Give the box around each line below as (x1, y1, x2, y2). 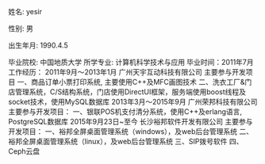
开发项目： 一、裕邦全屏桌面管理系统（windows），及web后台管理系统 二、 (8, 127, 254, 136)
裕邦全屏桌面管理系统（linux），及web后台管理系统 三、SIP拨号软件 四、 (8, 137, 244, 146)
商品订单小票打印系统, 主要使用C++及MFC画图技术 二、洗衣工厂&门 (30, 78, 252, 86)
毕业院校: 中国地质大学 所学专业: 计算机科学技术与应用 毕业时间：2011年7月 (8, 58, 254, 67)
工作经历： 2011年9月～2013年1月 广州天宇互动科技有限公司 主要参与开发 (8, 67, 246, 77)
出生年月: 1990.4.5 (8, 40, 69, 50)
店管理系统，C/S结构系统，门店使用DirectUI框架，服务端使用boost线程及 (8, 87, 247, 97)
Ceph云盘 (8, 147, 40, 156)
